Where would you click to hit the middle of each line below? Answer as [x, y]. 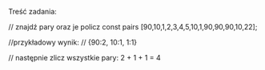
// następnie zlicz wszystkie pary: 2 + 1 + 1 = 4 [85, 58]
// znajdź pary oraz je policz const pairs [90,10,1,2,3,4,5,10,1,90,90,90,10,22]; [133, 27]
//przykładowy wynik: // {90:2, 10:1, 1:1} [73, 42]
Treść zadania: [33, 12]
